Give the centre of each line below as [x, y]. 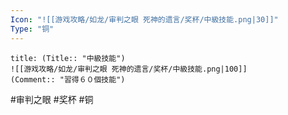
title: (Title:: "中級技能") [68, 58]
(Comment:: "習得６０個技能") [68, 79]
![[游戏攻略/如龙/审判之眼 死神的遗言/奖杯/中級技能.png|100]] [129, 69]
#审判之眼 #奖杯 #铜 [52, 99]
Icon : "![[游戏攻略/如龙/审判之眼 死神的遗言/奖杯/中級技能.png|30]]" [144, 19]
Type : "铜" [32, 29]
